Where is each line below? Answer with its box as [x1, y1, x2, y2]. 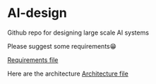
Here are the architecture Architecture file [7, 69, 128, 78]
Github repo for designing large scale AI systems [7, 28, 150, 37]
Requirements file [7, 55, 59, 64]
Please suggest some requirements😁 [7, 42, 116, 50]
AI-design [7, 5, 67, 21]
